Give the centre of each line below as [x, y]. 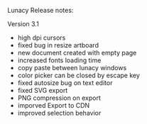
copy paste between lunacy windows [72, 68]
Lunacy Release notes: [40, 10]
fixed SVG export [43, 90]
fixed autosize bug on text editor [65, 83]
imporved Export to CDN [54, 105]
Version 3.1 [23, 24]
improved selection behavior [59, 113]
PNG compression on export [59, 98]
